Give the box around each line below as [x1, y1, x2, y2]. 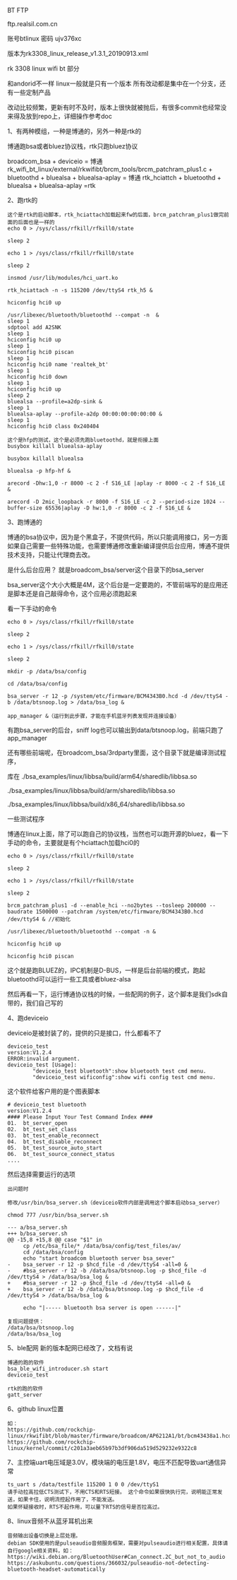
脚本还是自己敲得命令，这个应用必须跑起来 [13, 589, 138, 598]
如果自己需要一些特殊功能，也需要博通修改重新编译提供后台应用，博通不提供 [7, 542, 230, 550]
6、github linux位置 [7, 1405, 64, 1413]
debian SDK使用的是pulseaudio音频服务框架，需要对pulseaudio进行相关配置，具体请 [7, 1540, 229, 1547]
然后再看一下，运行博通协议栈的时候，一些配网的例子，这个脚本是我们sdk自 [7, 990, 228, 998]
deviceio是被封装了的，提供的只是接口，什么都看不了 [7, 1029, 162, 1037]
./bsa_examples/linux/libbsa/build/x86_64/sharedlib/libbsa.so [7, 800, 186, 808]
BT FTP [7, 6, 29, 14]
